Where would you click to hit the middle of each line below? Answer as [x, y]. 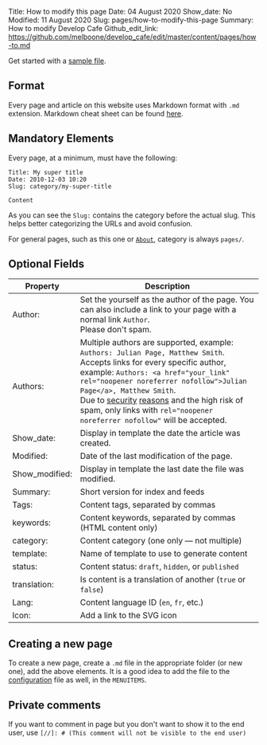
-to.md [19, 45]
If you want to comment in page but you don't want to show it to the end [126, 724]
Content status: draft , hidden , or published [159, 567]
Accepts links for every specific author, [153, 363]
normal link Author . [115, 320]
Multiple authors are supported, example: [157, 343]
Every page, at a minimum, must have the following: [93, 158]
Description [168, 286]
